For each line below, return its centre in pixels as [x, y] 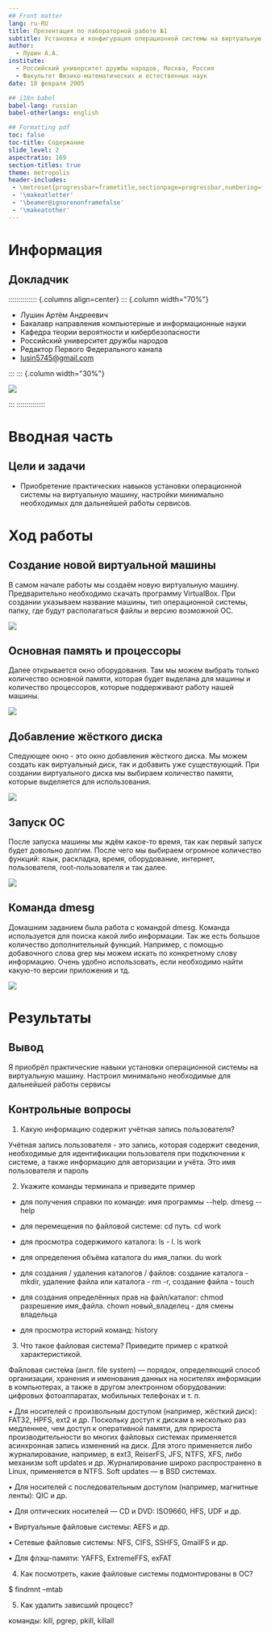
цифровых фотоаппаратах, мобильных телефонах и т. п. [104, 1395]
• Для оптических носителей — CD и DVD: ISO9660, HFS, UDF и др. [125, 1511]
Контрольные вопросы [70, 1110]
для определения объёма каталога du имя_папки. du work [121, 1257]
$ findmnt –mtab [35, 1589]
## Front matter [35, 16]
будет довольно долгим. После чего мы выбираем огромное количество [135, 850]
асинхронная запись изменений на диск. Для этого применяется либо [130, 1445]
